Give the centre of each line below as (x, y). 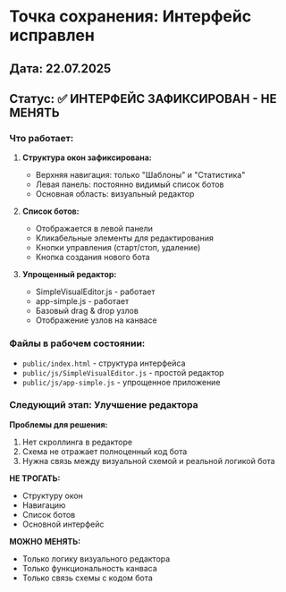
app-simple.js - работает (82, 301)
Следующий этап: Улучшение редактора (104, 405)
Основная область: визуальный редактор (115, 194)
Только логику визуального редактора (96, 558)
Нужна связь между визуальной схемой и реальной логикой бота (148, 461)
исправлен (52, 35)
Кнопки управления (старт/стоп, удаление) (118, 248)
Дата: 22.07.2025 (60, 68)
